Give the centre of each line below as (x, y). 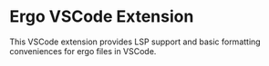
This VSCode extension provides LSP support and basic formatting (135, 42)
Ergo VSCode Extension (102, 17)
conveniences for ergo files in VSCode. (83, 51)
